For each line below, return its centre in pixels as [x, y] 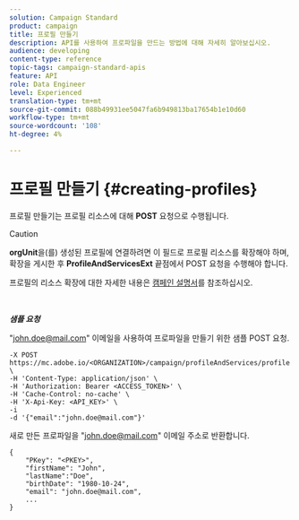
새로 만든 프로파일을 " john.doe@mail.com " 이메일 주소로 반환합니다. [129, 435]
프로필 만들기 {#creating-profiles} [133, 190]
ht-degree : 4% [36, 134]
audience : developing [50, 51]
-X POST [24, 355]
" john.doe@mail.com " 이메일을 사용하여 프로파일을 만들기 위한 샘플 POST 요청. [149, 338]
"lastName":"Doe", [60, 476]
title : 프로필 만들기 [44, 34]
